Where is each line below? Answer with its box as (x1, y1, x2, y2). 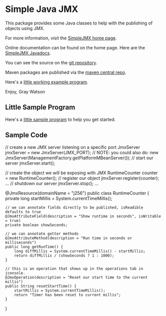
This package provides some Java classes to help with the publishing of (5, 20, 153, 26)
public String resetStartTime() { (5, 284, 77, 289)
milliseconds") (5, 240, 37, 245)
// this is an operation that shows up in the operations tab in (5, 266, 143, 271)
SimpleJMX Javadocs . (5, 50, 51, 56)
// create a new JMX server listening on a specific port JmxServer (5, 144, 140, 150)
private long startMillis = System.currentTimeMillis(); (5, 195, 113, 201)
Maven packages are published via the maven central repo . (5, 69, 127, 75)
